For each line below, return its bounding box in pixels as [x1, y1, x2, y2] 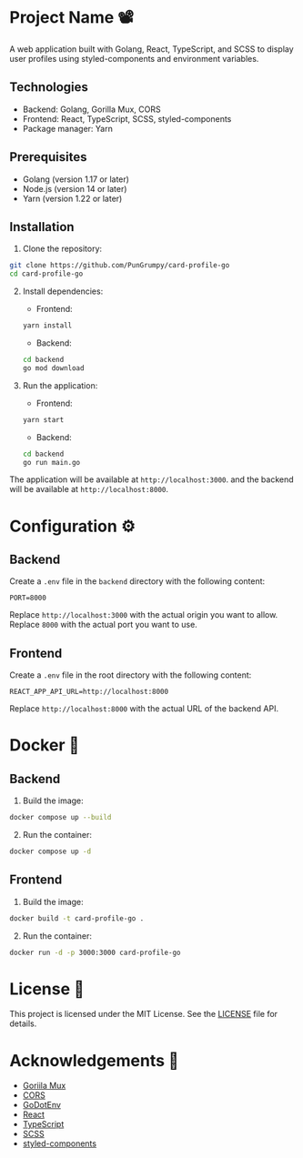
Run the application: [22, 379, 98, 391]
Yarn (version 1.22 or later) [22, 193, 123, 204]
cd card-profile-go [9, 269, 84, 278]
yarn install [22, 321, 73, 330]
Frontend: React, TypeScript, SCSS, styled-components [22, 113, 232, 124]
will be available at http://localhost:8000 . [9, 484, 169, 495]
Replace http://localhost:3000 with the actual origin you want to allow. [9, 609, 278, 620]
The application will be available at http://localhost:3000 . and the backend [9, 474, 294, 485]
